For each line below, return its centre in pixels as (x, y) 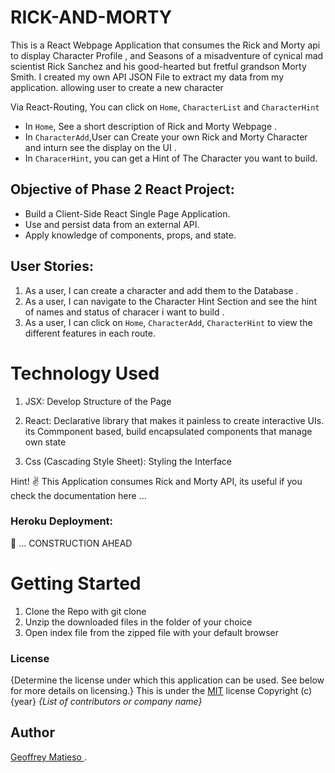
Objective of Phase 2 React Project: (122, 189)
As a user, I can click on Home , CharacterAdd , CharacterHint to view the (168, 322)
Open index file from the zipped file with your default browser (152, 632)
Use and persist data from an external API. (112, 224)
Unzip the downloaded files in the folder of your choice (138, 622)
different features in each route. (90, 333)
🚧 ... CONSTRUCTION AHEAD (71, 543)
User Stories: (52, 266)
